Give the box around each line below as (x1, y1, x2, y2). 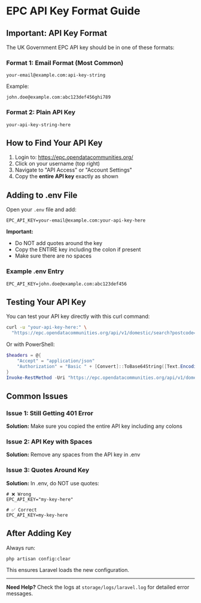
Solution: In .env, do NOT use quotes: (6, 479, 100, 486)
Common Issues (6, 391, 68, 401)
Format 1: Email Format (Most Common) (6, 59, 124, 67)
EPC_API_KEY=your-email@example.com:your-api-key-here (6, 218, 146, 224)
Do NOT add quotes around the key (14, 240, 103, 247)
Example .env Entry (6, 267, 64, 276)
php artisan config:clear (6, 556, 71, 562)
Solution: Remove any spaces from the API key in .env (6, 451, 141, 458)
